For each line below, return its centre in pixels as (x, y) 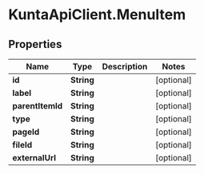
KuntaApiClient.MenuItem (97, 15)
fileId (22, 145)
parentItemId (38, 106)
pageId (26, 132)
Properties (35, 44)
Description (125, 67)
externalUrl (34, 158)
